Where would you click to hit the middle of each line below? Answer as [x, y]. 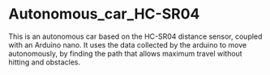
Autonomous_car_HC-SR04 [104, 14]
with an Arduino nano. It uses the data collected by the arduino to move [128, 44]
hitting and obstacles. [45, 62]
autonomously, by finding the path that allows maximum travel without [125, 53]
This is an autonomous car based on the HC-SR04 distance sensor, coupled [135, 36]
